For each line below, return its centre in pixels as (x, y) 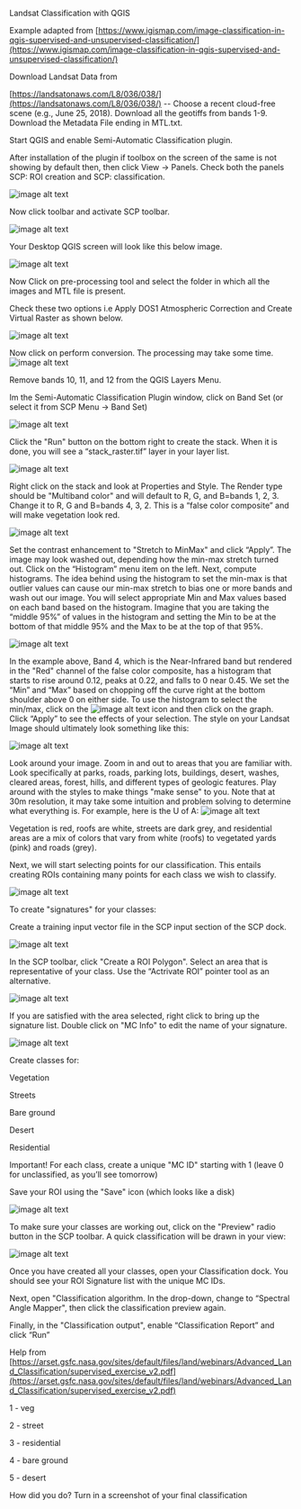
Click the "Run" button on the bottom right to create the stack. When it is (144, 442)
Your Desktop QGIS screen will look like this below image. (116, 246)
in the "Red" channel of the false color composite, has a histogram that (141, 671)
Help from (28, 1352)
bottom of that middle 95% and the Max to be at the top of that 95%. (136, 626)
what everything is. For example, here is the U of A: (104, 811)
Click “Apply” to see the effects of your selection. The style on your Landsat (150, 718)
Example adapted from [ (54, 30)
